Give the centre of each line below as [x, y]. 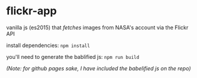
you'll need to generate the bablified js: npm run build [73, 57]
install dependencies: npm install [48, 45]
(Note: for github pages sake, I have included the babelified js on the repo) [98, 68]
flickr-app [32, 11]
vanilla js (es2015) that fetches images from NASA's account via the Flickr [97, 27]
